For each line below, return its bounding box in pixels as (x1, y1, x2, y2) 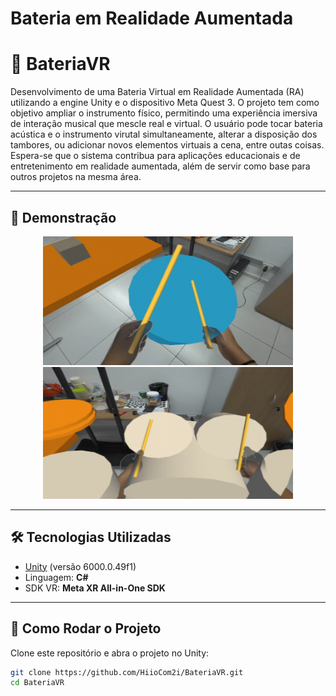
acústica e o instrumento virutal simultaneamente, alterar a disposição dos (10, 128, 318, 141)
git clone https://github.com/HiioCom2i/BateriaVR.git (10, 667, 244, 677)
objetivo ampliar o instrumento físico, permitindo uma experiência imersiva (10, 107, 318, 119)
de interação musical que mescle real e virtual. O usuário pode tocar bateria (10, 118, 323, 130)
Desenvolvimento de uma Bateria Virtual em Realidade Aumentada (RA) (10, 86, 305, 98)
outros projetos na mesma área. (10, 171, 142, 183)
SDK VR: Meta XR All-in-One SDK (24, 582, 166, 594)
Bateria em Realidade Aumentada (10, 7, 294, 30)
